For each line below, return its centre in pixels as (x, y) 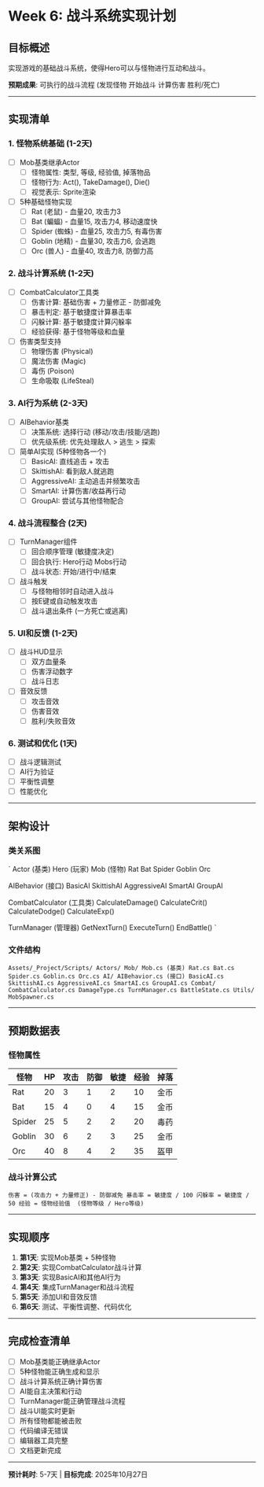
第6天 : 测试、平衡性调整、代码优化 (75, 1307)
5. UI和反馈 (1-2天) (43, 633)
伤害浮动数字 (52, 672)
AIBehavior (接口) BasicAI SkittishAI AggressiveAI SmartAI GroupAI (116, 885)
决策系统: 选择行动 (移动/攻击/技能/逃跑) (95, 432)
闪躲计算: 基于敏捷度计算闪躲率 (81, 321)
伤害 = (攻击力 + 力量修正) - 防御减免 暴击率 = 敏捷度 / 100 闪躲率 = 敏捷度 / (129, 1196)
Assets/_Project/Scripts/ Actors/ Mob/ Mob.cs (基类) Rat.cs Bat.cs (121, 969)
